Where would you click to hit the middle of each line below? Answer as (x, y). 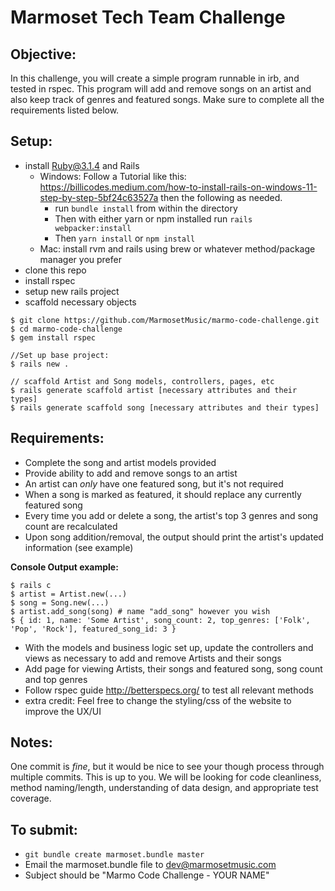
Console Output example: (64, 567)
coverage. (31, 798)
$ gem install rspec (53, 337)
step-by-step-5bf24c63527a (99, 197)
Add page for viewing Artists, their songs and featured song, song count (173, 668)
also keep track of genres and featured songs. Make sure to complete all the (167, 99)
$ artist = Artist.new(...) (69, 594)
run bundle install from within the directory (146, 208)
